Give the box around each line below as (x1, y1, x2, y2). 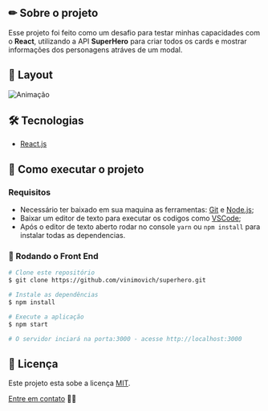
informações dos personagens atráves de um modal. (8, 44, 183, 55)
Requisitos (8, 187, 51, 198)
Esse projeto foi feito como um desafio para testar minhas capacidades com (8, 27, 261, 37)
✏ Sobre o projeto (8, 6, 99, 20)
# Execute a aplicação (8, 313, 84, 321)
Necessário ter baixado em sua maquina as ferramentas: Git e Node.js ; (19, 205, 254, 215)
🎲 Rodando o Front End (8, 251, 99, 262)
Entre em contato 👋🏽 (8, 394, 77, 404)
